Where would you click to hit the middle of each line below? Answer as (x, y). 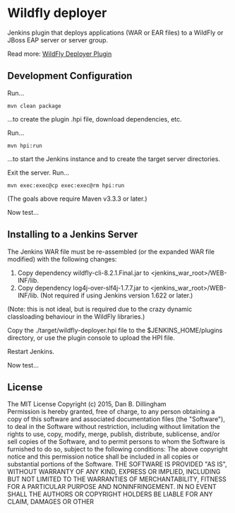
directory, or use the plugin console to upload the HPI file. (91, 338)
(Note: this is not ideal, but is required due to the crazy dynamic (100, 309)
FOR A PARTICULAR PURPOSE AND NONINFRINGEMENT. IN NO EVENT (112, 487)
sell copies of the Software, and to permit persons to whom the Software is (116, 442)
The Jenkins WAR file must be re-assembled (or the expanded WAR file (111, 252)
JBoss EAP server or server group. (58, 40)
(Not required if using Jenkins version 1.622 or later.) (116, 295)
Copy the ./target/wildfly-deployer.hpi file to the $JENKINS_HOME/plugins (115, 330)
